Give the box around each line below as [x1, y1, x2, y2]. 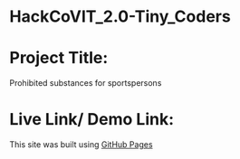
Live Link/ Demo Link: [9, 109, 175, 130]
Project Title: [9, 48, 109, 69]
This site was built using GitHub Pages [9, 139, 153, 150]
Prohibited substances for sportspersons [9, 78, 162, 89]
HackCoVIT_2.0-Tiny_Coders [9, 6, 231, 27]
